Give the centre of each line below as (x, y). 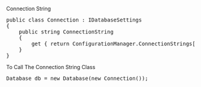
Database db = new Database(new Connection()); (77, 78)
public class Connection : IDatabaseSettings (74, 20)
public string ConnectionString (66, 32)
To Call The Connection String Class (51, 67)
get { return (51, 44)
